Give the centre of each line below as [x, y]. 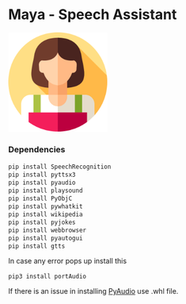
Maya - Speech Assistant [93, 15]
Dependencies [37, 149]
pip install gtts [37, 246]
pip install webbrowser [47, 231]
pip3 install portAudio [47, 277]
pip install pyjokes [42, 223]
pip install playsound [46, 191]
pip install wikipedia [46, 215]
